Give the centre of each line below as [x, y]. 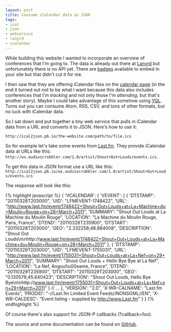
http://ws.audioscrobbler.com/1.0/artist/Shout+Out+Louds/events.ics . [82, 156]
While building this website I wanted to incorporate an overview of [75, 58]
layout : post [19, 10]
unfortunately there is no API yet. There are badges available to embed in [82, 69]
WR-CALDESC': [22, 299]
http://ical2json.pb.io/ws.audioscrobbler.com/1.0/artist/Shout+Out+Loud [86, 171]
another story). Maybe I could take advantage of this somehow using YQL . [84, 100]
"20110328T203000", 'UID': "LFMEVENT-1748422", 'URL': [66, 201]
